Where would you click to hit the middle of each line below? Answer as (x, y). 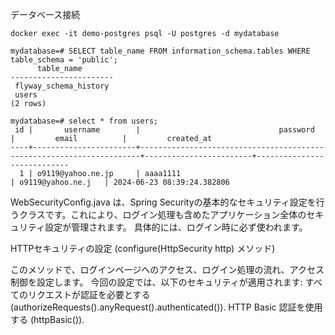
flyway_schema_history (62, 86)
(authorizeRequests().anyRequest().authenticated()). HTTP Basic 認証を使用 (166, 307)
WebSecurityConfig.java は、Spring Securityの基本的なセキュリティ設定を (163, 202)
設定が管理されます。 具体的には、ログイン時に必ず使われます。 (176, 227)
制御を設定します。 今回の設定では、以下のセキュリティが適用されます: (156, 282)
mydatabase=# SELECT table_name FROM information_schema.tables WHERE (160, 51)
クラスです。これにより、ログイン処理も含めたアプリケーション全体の (162, 214)
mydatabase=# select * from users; (84, 121)
